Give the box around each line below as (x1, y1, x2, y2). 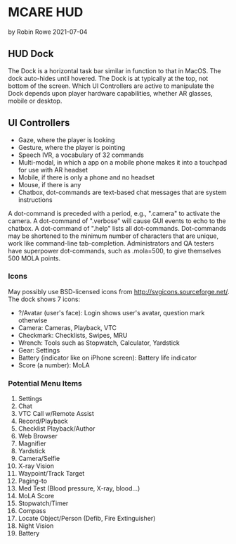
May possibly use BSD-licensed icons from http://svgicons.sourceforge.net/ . (8, 287, 230, 296)
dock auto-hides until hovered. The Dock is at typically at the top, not (8, 74, 209, 82)
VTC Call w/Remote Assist (18, 410, 94, 418)
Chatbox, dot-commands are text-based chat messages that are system (18, 188, 227, 196)
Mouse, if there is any (18, 180, 81, 189)
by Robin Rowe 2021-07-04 (8, 27, 88, 36)
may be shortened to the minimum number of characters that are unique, (8, 232, 219, 240)
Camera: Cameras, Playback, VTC (18, 323, 117, 331)
